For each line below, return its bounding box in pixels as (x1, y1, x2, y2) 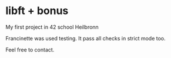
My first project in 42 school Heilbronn (5, 23, 99, 30)
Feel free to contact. (5, 46, 55, 53)
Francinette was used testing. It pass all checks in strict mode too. (5, 35, 166, 42)
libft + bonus (5, 4, 69, 18)
